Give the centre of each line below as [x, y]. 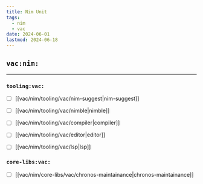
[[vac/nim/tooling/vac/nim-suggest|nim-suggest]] [77, 99]
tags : [13, 17]
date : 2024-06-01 [28, 34]
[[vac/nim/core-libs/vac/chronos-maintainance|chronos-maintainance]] [104, 174]
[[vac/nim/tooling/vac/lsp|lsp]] [53, 147]
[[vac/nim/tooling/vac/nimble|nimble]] [62, 111]
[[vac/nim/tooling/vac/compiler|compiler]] [67, 123]
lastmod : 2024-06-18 [32, 40]
